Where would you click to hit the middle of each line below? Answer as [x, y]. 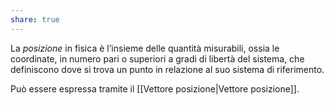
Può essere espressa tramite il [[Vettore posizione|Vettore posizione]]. [155, 88]
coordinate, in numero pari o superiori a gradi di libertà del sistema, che [157, 58]
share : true [35, 19]
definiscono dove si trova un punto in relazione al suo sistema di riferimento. [167, 69]
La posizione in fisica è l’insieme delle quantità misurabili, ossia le [145, 48]
